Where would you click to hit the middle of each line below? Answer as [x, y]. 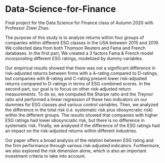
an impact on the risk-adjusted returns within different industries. [71, 130]
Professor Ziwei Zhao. [27, 28]
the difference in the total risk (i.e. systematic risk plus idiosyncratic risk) [79, 110]
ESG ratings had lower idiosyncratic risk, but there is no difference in [75, 120]
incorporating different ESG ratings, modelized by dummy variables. [74, 58]
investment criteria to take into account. [46, 156]
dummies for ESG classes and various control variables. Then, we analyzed [82, 104]
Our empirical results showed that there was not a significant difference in [80, 68]
